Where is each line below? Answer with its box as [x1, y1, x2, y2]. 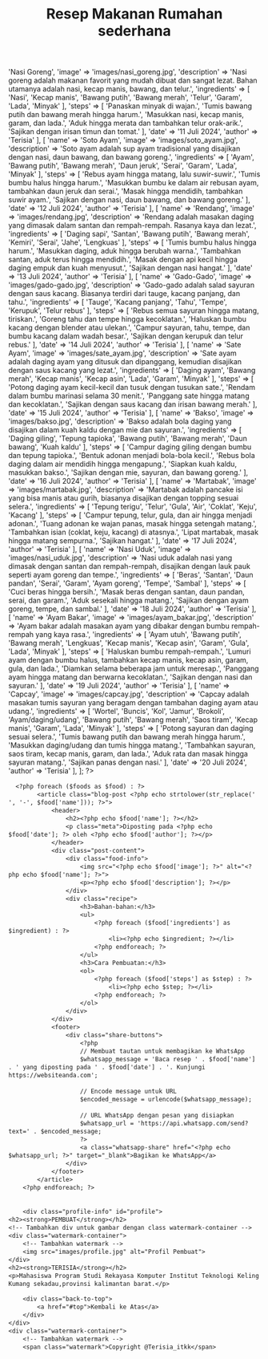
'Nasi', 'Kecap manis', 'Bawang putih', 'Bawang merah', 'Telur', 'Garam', [8, 93, 242, 103]
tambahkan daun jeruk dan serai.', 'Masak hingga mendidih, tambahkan [8, 186, 243, 197]
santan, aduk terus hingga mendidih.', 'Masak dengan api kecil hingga [8, 254, 238, 265]
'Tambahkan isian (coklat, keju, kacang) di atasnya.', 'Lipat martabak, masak [8, 527, 258, 538]
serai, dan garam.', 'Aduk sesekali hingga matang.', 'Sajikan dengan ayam [8, 595, 250, 606]
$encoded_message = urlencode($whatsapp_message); [79, 1096, 252, 1104]
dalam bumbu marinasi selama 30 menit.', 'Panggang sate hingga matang [8, 391, 250, 401]
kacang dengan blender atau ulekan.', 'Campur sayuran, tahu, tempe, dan [8, 323, 250, 333]
